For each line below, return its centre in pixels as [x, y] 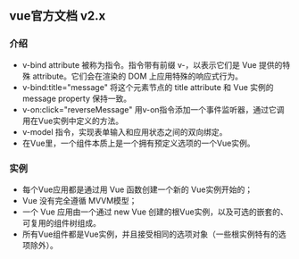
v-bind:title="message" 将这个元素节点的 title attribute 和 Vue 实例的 [148, 87]
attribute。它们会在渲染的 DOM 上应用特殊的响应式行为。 [138, 76]
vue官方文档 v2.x [58, 16]
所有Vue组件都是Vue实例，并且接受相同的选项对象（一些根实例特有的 [150, 234]
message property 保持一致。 [77, 98]
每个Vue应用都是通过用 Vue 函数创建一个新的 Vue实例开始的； [137, 189]
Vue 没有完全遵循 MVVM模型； [79, 200]
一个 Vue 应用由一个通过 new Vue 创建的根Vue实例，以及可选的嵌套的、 [155, 212]
